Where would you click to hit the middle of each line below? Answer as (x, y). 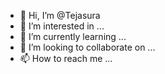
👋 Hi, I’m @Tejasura (60, 15)
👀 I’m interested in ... (62, 26)
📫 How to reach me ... (66, 58)
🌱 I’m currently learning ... (73, 36)
